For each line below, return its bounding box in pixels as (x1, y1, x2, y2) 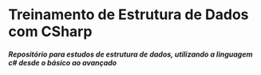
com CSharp (8, 22, 93, 41)
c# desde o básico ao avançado (8, 57, 117, 67)
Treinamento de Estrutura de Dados (8, 6, 249, 24)
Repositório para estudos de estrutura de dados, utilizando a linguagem (8, 49, 253, 59)
